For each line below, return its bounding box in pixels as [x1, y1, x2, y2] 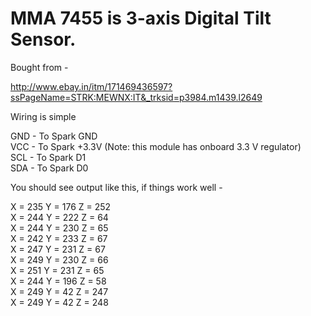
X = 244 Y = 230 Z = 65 [10, 222, 109, 234]
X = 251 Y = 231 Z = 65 [10, 264, 105, 276]
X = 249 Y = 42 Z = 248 [10, 296, 109, 308]
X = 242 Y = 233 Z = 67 [10, 232, 108, 244]
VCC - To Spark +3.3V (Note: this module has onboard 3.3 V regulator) [10, 140, 302, 152]
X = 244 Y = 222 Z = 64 [10, 211, 109, 223]
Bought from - [10, 61, 69, 73]
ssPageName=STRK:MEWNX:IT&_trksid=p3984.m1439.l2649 [10, 91, 263, 103]
